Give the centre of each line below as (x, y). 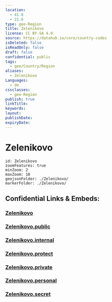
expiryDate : (18, 122)
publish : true (20, 99)
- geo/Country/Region (33, 66)
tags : (11, 62)
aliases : (14, 71)
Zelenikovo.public (28, 226)
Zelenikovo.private (29, 267)
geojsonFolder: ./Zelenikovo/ (37, 179)
